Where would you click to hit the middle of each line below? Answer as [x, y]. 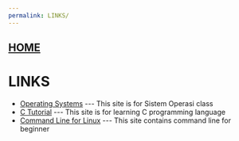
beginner [35, 128]
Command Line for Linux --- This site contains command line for [125, 120]
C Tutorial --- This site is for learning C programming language [122, 112]
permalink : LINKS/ [39, 15]
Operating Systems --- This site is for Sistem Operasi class [116, 103]
